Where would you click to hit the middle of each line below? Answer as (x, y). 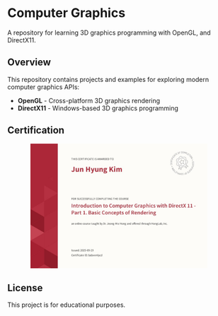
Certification (36, 130)
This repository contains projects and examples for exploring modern (108, 79)
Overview (29, 63)
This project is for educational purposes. (67, 305)
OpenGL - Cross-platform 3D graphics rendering (89, 100)
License (25, 288)
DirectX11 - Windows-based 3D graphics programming (98, 108)
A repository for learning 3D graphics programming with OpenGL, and (109, 33)
